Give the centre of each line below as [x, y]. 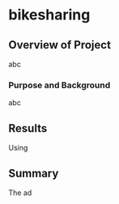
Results [28, 128]
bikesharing [49, 15]
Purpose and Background [59, 85]
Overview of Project [60, 45]
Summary [34, 173]
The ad [20, 193]
